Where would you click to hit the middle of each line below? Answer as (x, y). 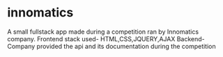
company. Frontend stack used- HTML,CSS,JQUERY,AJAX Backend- (106, 38)
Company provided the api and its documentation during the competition (111, 46)
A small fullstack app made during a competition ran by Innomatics (103, 32)
